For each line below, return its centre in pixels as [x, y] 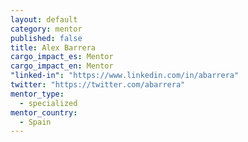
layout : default [44, 19]
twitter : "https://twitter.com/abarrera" [98, 85]
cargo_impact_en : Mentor [62, 66]
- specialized [48, 103]
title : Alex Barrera [53, 47]
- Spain [35, 122]
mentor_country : [44, 112]
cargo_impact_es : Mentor [62, 57]
